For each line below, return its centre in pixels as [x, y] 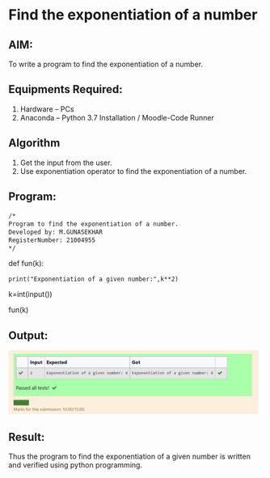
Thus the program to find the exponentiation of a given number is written [129, 457]
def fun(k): [26, 264]
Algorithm [34, 143]
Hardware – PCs [47, 109]
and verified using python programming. [76, 465]
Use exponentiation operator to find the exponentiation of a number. [133, 171]
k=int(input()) [30, 294]
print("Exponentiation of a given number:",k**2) [94, 279]
